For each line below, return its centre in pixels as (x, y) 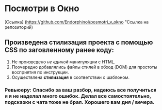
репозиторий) (19, 27)
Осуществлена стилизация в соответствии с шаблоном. (70, 77)
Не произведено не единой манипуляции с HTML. (63, 62)
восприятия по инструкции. (40, 72)
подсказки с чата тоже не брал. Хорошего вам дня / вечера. (80, 102)
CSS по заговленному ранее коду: (59, 50)
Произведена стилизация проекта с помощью (79, 43)
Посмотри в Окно (42, 9)
